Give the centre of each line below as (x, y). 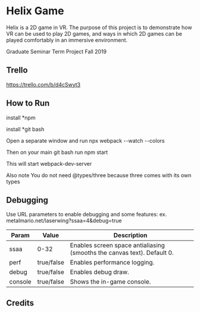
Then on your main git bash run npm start (57, 152)
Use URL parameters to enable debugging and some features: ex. (87, 215)
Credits (20, 303)
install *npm (21, 118)
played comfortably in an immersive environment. (67, 40)
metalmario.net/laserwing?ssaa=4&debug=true (64, 220)
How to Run (28, 103)
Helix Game (35, 11)
